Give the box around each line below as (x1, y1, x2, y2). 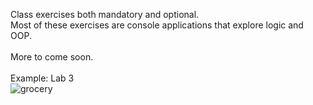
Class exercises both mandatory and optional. (10, 9, 200, 20)
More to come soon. (10, 51, 94, 63)
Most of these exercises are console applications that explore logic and (10, 19, 304, 31)
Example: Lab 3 (10, 72, 75, 84)
